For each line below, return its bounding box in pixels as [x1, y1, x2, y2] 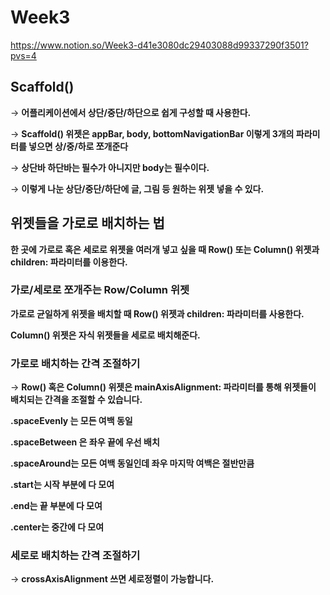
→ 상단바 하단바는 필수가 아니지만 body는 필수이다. [10, 161, 210, 173]
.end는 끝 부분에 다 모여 [10, 500, 103, 512]
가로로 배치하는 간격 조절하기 [10, 356, 141, 370]
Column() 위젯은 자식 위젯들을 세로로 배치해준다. [10, 329, 201, 341]
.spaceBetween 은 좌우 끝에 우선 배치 [10, 436, 160, 448]
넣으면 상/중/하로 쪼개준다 [28, 140, 129, 152]
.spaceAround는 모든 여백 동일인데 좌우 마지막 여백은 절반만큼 [10, 457, 255, 470]
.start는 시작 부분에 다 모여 [10, 479, 115, 491]
